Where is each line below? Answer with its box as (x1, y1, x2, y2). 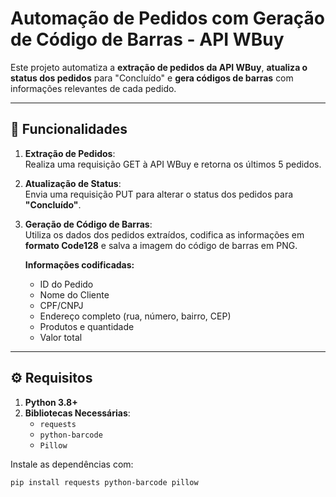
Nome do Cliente (39, 288, 110, 301)
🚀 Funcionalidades (10, 121, 128, 138)
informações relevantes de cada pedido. (10, 82, 177, 94)
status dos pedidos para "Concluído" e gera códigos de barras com (10, 72, 294, 84)
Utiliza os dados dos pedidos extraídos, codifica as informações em (24, 228, 305, 241)
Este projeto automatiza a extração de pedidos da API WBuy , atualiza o (10, 61, 308, 73)
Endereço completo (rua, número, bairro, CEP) (39, 310, 232, 322)
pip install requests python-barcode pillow (10, 477, 199, 487)
